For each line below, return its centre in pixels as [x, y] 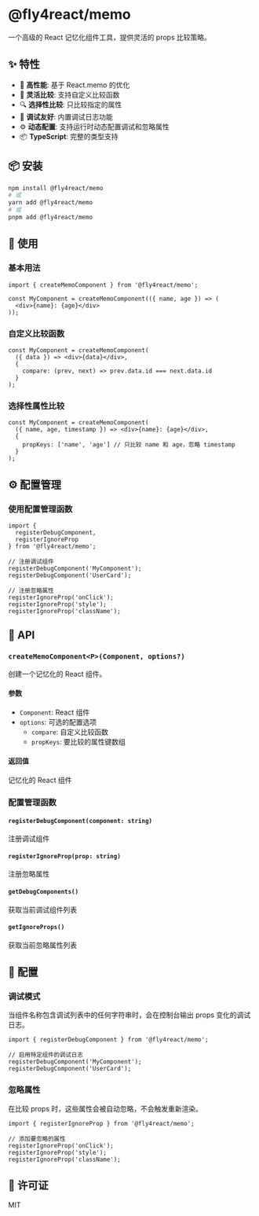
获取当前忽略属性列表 [42, 945]
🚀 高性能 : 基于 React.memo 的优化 [75, 85]
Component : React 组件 [55, 712]
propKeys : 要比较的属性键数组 [78, 741]
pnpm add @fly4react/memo [50, 218]
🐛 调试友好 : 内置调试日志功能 [66, 116]
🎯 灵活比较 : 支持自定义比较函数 [69, 94]
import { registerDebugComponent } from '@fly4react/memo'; [109, 1040]
